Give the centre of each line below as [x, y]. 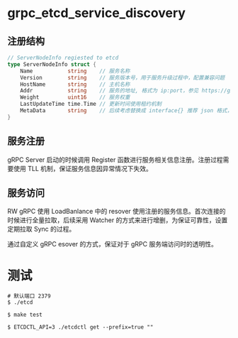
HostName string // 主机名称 [75, 84]
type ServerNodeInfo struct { [52, 64]
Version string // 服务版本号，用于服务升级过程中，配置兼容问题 [123, 77]
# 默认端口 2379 [29, 296]
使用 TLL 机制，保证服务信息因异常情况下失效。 [83, 168]
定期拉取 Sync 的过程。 [41, 229]
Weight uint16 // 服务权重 [75, 97]
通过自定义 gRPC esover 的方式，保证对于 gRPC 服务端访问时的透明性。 [112, 244]
